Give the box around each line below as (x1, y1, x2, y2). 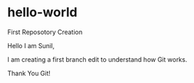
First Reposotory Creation (7, 28, 83, 36)
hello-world (7, 4, 78, 21)
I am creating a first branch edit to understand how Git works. (7, 55, 188, 64)
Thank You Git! (7, 69, 51, 77)
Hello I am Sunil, (7, 41, 55, 50)
